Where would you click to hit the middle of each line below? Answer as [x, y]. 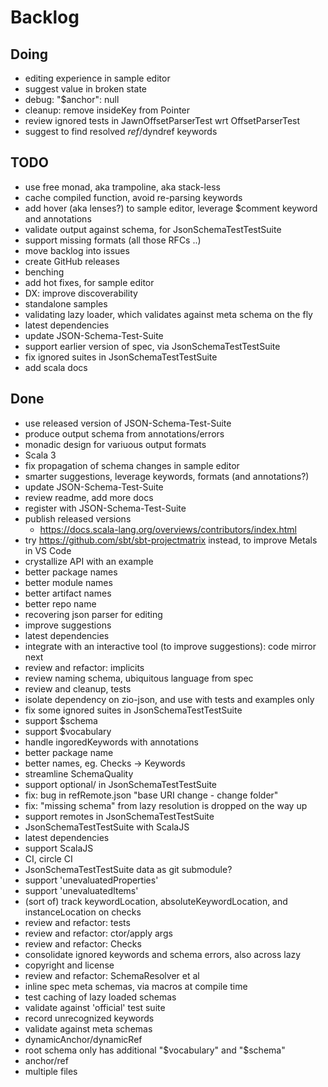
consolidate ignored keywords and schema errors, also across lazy [163, 954]
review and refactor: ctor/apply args [98, 933]
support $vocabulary [68, 731]
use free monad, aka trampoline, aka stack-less [122, 187]
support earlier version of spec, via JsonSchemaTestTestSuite [152, 346]
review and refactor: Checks [83, 943]
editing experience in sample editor [97, 78]
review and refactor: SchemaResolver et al [112, 975]
